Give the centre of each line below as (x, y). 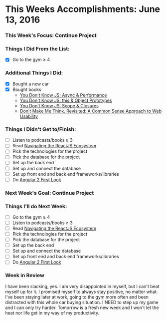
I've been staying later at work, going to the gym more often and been (77, 297)
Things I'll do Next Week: (36, 206)
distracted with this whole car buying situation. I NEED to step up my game (82, 302)
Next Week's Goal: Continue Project (50, 193)
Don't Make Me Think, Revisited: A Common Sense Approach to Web (91, 111)
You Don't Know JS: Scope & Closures (59, 105)
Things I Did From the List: (37, 49)
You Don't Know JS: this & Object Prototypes (66, 100)
